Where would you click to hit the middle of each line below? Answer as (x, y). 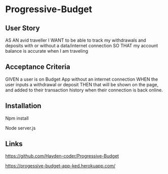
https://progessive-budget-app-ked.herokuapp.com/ (60, 166)
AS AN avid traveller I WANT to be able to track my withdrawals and (76, 40)
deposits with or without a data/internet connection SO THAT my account (82, 46)
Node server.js (20, 128)
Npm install (17, 118)
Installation (23, 106)
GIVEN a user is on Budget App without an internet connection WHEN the (82, 79)
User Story (23, 28)
